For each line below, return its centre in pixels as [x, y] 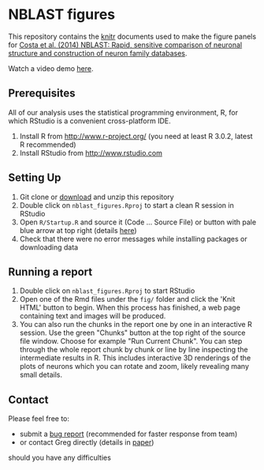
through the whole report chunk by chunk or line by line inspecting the [134, 350]
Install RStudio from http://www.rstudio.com [91, 152]
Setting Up [35, 178]
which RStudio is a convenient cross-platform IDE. [89, 121]
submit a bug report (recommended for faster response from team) [128, 434]
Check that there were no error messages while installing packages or [134, 239]
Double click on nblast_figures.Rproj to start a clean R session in [126, 205]
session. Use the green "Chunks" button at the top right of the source [132, 333]
